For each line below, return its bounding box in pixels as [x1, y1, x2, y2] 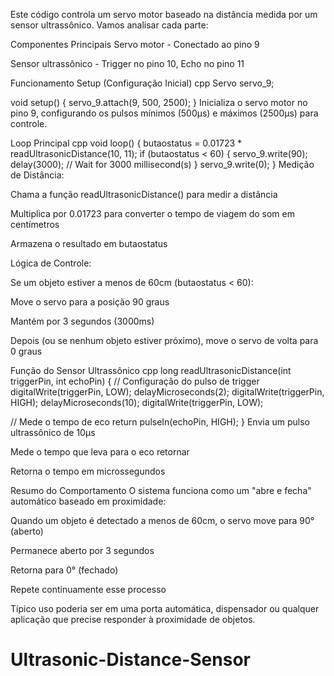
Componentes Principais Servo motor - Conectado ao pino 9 [10, 39, 260, 50]
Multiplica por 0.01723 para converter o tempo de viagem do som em [10, 208, 295, 219]
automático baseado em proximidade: [10, 495, 167, 507]
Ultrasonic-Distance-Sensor [10, 649, 251, 671]
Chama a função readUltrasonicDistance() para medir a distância [10, 189, 278, 200]
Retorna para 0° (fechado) [10, 564, 119, 576]
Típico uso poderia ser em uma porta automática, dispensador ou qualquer [10, 603, 320, 614]
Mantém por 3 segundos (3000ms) [10, 315, 155, 327]
